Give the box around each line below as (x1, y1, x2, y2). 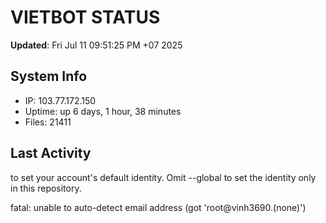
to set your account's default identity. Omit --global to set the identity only (10, 171, 317, 183)
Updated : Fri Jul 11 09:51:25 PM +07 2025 (10, 39, 183, 51)
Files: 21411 (24, 116, 72, 128)
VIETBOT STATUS (10, 6, 161, 29)
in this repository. (10, 182, 82, 194)
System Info (10, 68, 88, 85)
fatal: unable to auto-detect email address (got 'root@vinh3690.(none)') (10, 201, 307, 213)
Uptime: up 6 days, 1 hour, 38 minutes (24, 105, 182, 117)
